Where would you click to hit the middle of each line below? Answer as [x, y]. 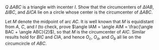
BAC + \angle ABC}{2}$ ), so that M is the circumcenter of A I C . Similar [75, 32]
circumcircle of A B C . [26, 43]
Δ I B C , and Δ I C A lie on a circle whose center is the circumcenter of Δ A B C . [79, 12]
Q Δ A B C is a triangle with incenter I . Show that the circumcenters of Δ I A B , [79, 7]
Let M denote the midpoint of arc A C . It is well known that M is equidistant [79, 22]
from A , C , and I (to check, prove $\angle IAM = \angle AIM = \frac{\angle [79, 27]
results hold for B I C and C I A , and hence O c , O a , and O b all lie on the [73, 37]
